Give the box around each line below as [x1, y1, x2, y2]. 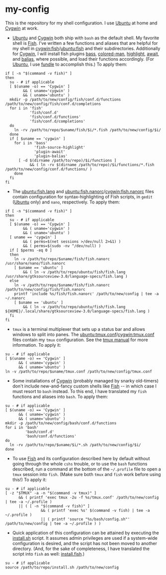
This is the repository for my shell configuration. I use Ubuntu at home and [5, 20, 158, 26]
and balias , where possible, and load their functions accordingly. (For [12, 56, 154, 62]
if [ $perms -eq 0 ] [9, 248, 52, 253]
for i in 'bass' [14, 140, 48, 145]
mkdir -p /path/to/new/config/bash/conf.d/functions [5, 420, 117, 426]
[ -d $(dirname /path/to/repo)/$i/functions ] [18, 158, 117, 163]
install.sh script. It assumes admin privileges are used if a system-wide [12, 535, 158, 541]
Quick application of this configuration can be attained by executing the [12, 530, 159, 536]
